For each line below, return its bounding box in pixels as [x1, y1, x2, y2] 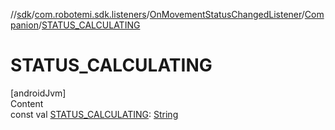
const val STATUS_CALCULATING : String [10, 108, 179, 120]
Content [10, 97, 44, 109]
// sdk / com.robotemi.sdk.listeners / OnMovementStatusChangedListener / [10, 9, 305, 20]
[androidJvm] [10, 87, 67, 99]
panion [10, 19, 39, 31]
